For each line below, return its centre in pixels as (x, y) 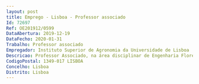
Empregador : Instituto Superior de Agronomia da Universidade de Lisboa (98, 50)
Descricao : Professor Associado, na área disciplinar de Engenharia (92, 56)
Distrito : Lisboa (28, 72)
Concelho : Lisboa (28, 67)
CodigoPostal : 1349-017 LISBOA (45, 61)
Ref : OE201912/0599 (30, 28)
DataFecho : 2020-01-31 (34, 39)
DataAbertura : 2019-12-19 (38, 34)
